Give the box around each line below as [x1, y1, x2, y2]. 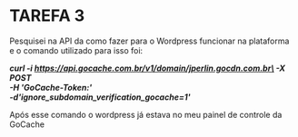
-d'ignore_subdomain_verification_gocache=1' [9, 92, 191, 103]
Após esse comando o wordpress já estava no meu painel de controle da [9, 109, 283, 120]
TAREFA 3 [9, 5, 85, 26]
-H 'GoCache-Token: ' [9, 82, 93, 93]
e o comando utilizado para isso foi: [9, 44, 144, 55]
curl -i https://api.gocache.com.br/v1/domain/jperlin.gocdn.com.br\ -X [9, 63, 286, 73]
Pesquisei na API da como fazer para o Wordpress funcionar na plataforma [9, 35, 290, 46]
